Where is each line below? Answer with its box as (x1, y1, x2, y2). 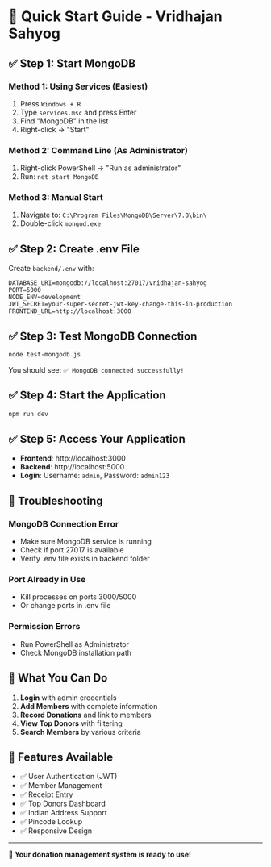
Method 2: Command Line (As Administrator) (8, 144, 188, 156)
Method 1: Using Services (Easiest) (8, 81, 148, 92)
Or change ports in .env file (19, 601, 111, 611)
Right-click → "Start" (19, 124, 90, 134)
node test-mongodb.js (8, 351, 81, 359)
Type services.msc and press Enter (19, 107, 137, 117)
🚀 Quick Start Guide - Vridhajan (8, 7, 223, 26)
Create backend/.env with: (8, 264, 94, 273)
